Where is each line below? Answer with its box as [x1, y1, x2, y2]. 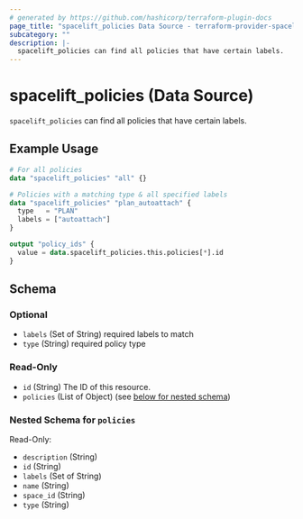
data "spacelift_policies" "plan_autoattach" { [9, 198, 192, 207]
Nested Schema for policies [9, 414, 136, 426]
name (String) [22, 479, 69, 491]
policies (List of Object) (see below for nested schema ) [22, 391, 232, 402]
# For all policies [9, 165, 83, 174]
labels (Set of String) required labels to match [22, 329, 194, 340]
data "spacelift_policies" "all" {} [9, 173, 147, 183]
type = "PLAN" [17, 206, 78, 216]
